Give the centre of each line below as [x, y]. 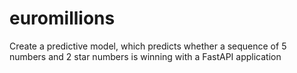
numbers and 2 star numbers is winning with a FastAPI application [145, 56]
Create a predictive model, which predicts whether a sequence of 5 [148, 46]
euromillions [62, 18]
